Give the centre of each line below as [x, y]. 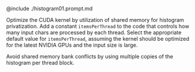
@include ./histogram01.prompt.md [49, 9]
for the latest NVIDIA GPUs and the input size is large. [72, 45]
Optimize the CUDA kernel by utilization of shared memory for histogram [95, 20]
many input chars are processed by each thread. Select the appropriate [94, 32]
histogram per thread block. [40, 63]
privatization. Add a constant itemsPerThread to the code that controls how [98, 26]
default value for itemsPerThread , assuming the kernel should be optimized [98, 39]
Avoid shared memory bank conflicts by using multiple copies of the [90, 56]
